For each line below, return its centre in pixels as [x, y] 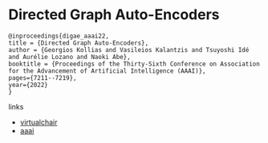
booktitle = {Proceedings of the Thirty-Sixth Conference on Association [134, 64]
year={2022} [28, 85]
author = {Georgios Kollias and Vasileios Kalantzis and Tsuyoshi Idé [129, 50]
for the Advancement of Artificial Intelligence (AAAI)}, [107, 71]
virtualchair [39, 122]
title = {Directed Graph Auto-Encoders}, [79, 43]
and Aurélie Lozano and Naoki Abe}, [69, 57]
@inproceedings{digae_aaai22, [59, 36]
